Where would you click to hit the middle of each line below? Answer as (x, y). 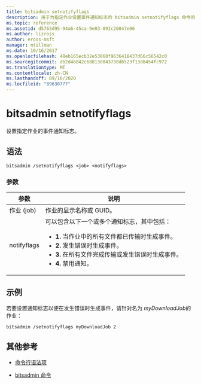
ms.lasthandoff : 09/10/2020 (41, 78)
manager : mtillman (29, 45)
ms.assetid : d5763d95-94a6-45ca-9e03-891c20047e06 (71, 28)
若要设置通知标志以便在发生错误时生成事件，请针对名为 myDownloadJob (96, 308)
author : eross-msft (31, 39)
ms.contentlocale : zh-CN (37, 73)
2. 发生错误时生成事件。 (89, 246)
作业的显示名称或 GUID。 (80, 211)
